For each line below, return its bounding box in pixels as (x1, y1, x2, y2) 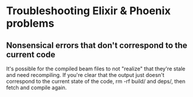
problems (6, 17, 55, 30)
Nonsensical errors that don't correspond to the (6, 40, 188, 50)
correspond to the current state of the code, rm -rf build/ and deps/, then (6, 78, 186, 85)
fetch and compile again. (6, 84, 67, 91)
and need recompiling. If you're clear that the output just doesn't (6, 72, 165, 78)
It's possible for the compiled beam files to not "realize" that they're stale (6, 65, 186, 72)
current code (6, 49, 55, 60)
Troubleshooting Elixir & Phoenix (6, 4, 171, 18)
